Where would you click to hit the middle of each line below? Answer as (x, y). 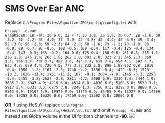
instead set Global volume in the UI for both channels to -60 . (67, 116)
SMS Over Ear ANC (45, 9)
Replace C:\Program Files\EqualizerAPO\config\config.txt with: (72, 22)
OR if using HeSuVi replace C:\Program (44, 105)
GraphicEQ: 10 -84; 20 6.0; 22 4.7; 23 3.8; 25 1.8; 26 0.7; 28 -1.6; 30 (83, 35)
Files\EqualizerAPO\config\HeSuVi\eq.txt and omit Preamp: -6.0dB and (78, 110)
